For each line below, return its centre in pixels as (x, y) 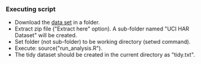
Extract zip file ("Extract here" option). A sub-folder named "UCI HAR (102, 29)
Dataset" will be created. (46, 35)
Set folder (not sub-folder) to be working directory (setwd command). (103, 42)
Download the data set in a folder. (57, 23)
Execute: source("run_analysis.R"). (58, 48)
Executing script (31, 9)
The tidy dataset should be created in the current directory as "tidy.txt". (105, 55)
